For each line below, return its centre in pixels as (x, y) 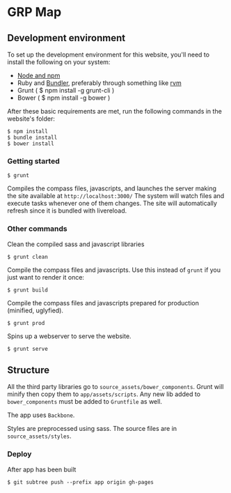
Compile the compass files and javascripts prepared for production (103, 303)
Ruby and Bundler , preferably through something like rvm (99, 83)
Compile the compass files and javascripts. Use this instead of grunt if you (114, 270)
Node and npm (39, 75)
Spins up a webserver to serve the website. (69, 336)
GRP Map (34, 12)
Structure (29, 370)
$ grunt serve (28, 349)
